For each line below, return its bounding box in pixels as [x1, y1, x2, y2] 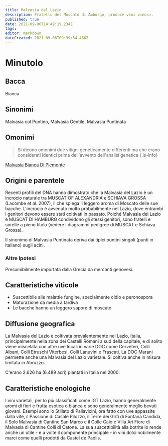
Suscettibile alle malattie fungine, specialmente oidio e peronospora [12, 294, 153, 300]
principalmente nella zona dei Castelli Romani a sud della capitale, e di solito [5, 338, 163, 344]
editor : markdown [5, 31, 42, 36]
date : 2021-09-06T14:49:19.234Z [5, 21, 73, 27]
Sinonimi [5, 105, 34, 114]
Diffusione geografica [5, 320, 75, 328]
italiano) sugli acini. [5, 242, 45, 248]
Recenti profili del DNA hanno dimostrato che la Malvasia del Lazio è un [5, 189, 153, 196]
